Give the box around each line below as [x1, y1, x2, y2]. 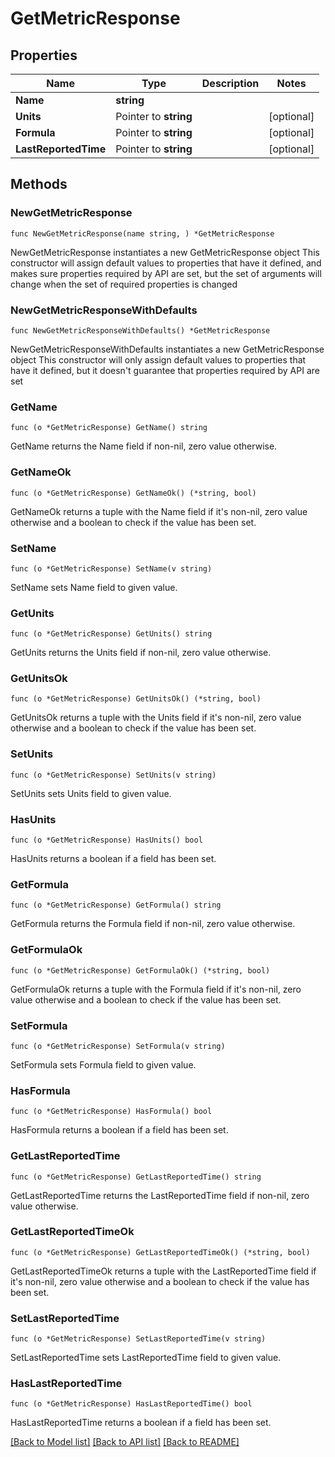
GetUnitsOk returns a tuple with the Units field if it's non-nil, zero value [10, 712, 302, 724]
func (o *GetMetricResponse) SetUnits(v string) [10, 770, 217, 780]
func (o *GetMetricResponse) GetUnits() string [10, 629, 213, 639]
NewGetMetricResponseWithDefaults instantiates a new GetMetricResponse [10, 343, 325, 355]
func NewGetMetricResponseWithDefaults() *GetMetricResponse [10, 325, 271, 336]
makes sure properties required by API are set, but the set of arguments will [10, 267, 322, 279]
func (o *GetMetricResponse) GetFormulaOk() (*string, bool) [10, 965, 271, 976]
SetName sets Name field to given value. [10, 581, 178, 593]
